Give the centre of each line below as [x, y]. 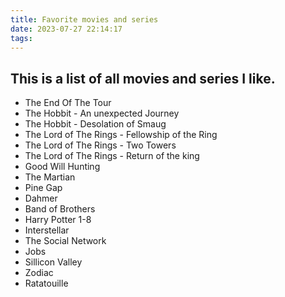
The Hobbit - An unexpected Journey [102, 113]
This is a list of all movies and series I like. [143, 78]
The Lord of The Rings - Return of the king [112, 156]
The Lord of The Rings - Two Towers [100, 145]
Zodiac [39, 273]
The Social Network [65, 241]
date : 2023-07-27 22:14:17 [66, 29]
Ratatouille [46, 283]
